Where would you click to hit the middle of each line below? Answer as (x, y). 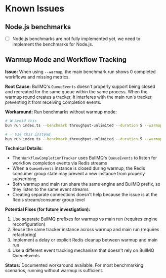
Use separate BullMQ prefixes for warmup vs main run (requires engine (85, 219)
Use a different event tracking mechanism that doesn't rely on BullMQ (83, 250)
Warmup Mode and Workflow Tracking (66, 60)
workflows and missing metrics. (38, 77)
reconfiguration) (29, 224)
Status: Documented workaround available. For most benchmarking (74, 265)
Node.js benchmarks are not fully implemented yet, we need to (76, 39)
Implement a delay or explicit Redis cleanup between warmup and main (85, 240)
